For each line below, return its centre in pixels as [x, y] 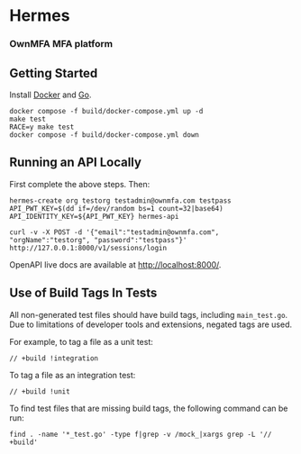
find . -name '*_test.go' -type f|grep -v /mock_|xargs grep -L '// [141, 434]
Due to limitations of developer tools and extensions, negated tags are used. [151, 324]
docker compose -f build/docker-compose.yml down [105, 135]
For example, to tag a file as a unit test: [81, 341]
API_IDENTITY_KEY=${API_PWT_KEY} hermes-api [94, 216]
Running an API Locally [76, 163]
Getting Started [54, 73]
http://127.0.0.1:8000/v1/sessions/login [88, 248]
